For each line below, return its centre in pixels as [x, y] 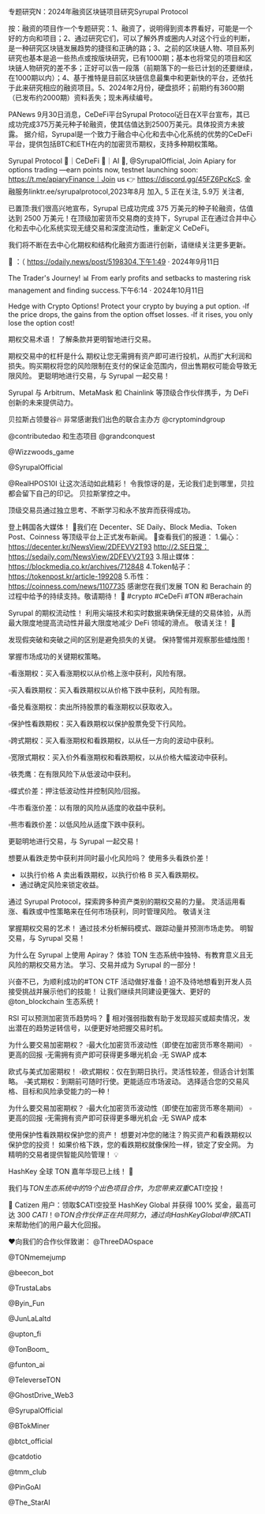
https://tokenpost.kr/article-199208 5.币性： [80, 576]
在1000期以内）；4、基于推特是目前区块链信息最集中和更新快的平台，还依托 [131, 78]
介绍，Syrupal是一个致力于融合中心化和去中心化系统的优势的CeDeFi [141, 134]
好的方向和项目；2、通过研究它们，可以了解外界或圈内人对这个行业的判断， [131, 38]
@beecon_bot [31, 1272]
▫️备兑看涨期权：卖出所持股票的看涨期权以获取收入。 [92, 707]
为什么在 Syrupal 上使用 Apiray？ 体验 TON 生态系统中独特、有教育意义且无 [131, 955]
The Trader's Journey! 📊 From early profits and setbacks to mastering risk [129, 278]
